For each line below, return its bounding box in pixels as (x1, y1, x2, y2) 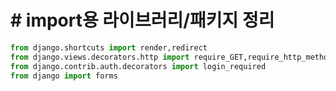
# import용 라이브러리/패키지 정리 (10, 9, 275, 32)
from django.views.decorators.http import (10, 52, 190, 62)
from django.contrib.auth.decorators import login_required (10, 61, 267, 71)
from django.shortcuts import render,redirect (10, 42, 208, 53)
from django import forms (10, 71, 118, 81)
